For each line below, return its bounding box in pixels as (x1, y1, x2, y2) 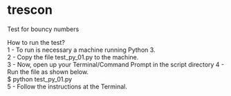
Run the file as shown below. (7, 68, 89, 76)
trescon (7, 2, 53, 18)
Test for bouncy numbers (7, 25, 80, 33)
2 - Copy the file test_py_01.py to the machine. (7, 52, 139, 61)
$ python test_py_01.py (7, 75, 73, 83)
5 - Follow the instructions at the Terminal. (7, 82, 128, 90)
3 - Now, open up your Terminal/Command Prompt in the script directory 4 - (7, 60, 225, 68)
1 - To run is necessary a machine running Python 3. (7, 46, 156, 54)
